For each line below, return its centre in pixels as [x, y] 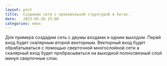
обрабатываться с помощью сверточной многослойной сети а [72, 48]
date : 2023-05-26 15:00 [32, 19]
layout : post [19, 10]
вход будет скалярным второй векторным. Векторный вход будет [75, 43]
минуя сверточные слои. [32, 58]
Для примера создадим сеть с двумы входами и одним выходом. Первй [83, 37]
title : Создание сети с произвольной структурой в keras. [68, 14]
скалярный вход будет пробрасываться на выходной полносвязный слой [83, 53]
